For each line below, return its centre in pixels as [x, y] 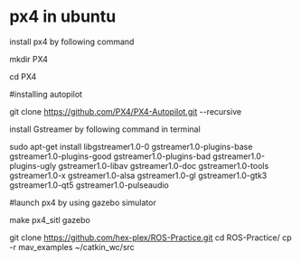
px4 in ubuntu [63, 17]
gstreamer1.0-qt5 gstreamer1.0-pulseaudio [89, 185]
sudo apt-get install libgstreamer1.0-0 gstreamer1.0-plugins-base [131, 146]
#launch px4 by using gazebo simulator [83, 202]
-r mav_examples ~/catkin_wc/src [72, 247]
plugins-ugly [33, 165]
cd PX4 [23, 76]
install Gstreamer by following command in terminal [105, 129]
